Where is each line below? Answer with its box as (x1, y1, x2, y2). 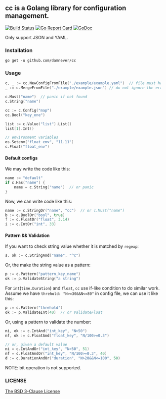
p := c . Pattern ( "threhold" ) (5, 305, 63, 310)
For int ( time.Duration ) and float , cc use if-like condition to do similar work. (5, 285, 160, 291)
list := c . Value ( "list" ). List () (5, 121, 72, 126)
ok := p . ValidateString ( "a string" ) (5, 276, 81, 282)
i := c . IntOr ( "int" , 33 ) (5, 222, 56, 227)
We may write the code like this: (5, 166, 70, 172)
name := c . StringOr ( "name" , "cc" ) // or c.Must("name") (5, 208, 125, 213)
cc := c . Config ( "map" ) (5, 108, 52, 113)
